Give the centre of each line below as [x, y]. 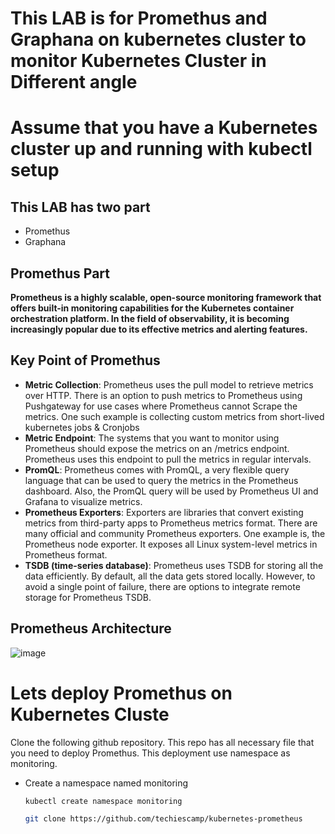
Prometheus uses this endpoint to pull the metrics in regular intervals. [168, 459]
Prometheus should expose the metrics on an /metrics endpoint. [157, 448]
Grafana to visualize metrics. [83, 501]
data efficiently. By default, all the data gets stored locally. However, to [170, 576]
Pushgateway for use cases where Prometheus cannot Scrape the [161, 406]
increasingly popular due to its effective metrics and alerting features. [159, 329]
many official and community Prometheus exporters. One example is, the [175, 533]
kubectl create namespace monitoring [103, 801]
